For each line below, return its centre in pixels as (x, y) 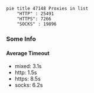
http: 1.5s (26, 73)
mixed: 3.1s (28, 66)
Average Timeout (28, 53)
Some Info (21, 39)
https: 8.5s (28, 79)
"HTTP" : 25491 (35, 14)
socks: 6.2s (29, 85)
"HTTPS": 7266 (34, 19)
